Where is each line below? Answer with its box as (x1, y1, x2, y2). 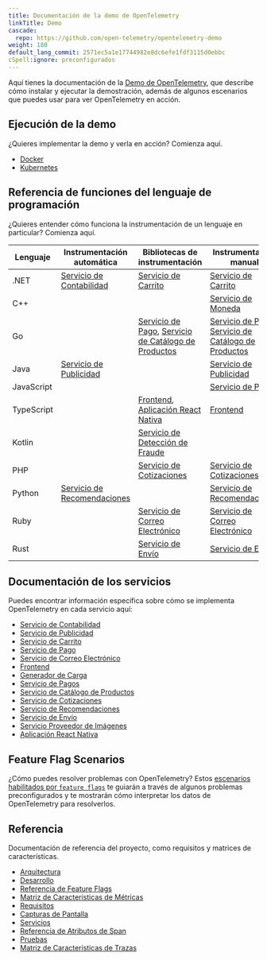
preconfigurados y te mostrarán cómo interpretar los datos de (8, 791, 211, 800)
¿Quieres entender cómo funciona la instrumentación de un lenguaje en (8, 219, 243, 229)
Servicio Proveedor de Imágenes (19, 721, 127, 731)
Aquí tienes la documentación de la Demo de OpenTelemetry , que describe (8, 77, 254, 87)
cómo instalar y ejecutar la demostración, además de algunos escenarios (8, 86, 248, 95)
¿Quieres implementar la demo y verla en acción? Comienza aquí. (8, 138, 222, 148)
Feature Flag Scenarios (8, 753, 126, 766)
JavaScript (12, 381, 53, 392)
